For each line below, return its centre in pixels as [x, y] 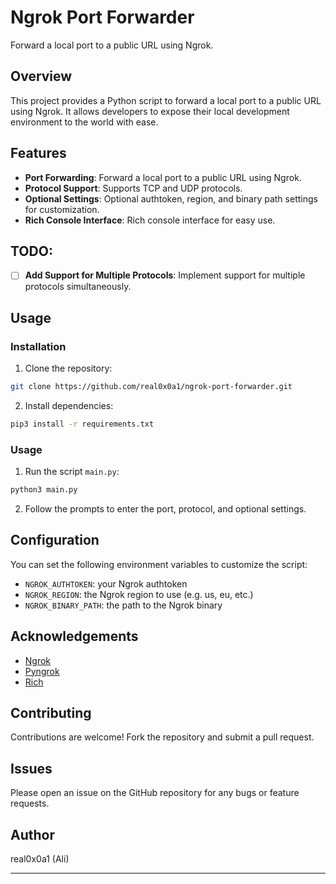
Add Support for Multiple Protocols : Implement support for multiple [165, 275]
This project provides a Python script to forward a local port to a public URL [166, 100]
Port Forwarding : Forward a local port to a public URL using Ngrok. [163, 177]
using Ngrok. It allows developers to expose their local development [150, 111]
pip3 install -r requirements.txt [82, 424]
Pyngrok [42, 671]
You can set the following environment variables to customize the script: [159, 564]
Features [38, 153]
